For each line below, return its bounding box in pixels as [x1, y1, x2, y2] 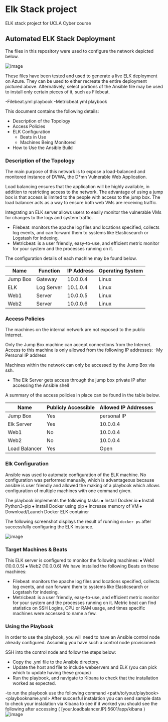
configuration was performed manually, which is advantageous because [5, 477, 154, 483]
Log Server [36, 284, 63, 291]
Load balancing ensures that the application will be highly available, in [5, 184, 150, 190]
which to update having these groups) [12, 670, 91, 676]
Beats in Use [20, 134, 47, 140]
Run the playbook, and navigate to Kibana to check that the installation [12, 675, 158, 681]
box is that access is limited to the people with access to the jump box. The [5, 194, 160, 200]
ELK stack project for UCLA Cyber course [5, 20, 91, 26]
